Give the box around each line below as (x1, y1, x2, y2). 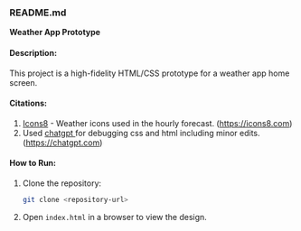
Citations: (9, 97, 48, 109)
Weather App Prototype (9, 27, 101, 38)
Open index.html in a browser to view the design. (22, 211, 208, 222)
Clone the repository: (22, 178, 102, 189)
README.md (9, 6, 67, 19)
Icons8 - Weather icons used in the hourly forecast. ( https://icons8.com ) (22, 117, 293, 128)
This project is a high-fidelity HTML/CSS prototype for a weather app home (9, 68, 290, 79)
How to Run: (9, 158, 57, 169)
